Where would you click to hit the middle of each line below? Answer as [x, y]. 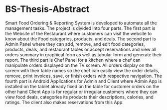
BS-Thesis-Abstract [47, 9]
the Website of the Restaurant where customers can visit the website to [79, 33]
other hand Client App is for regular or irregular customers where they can [82, 92]
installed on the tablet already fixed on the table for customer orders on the [82, 86]
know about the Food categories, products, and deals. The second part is [81, 39]
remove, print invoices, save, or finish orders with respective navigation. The [84, 76]
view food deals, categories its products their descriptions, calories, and [79, 97]
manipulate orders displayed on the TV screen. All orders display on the [79, 65]
